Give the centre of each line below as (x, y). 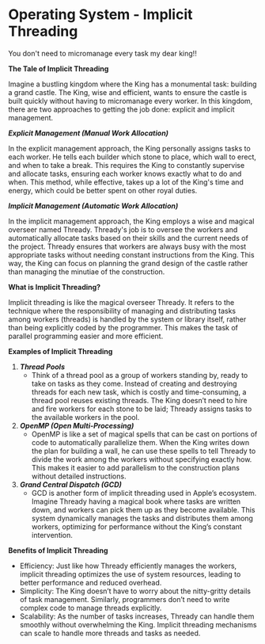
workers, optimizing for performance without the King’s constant (137, 526)
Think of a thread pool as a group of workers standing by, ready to (140, 375)
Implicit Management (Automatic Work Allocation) (93, 206)
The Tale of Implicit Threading (59, 68)
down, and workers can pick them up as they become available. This (143, 509)
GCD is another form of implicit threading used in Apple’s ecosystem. (144, 493)
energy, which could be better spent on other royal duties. (103, 190)
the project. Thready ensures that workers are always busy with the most (127, 246)
